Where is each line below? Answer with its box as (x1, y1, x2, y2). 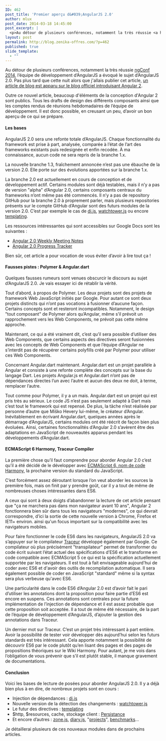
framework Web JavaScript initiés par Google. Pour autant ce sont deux (5, 295, 152, 301)
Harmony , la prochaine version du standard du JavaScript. (5, 468, 124, 473)
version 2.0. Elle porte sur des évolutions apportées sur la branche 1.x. (5, 167, 148, 173)
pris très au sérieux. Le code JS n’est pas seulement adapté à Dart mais (5, 398, 151, 404)
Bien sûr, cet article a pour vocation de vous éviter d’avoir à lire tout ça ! (5, 253, 151, 259)
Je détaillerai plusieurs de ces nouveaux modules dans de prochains (5, 726, 145, 732)
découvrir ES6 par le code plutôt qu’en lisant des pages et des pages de (5, 642, 152, 648)
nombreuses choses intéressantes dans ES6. (5, 487, 97, 494)
